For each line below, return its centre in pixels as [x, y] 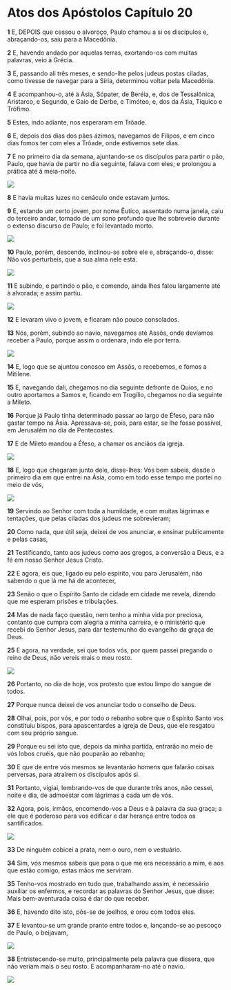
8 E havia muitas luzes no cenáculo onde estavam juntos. [89, 197]
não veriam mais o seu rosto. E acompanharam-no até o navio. [96, 966]
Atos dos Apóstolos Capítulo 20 [100, 13]
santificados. [26, 823]
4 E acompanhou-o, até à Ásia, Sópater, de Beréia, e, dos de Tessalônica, [111, 94]
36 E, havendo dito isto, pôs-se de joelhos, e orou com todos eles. [101, 912]
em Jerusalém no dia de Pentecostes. [61, 430]
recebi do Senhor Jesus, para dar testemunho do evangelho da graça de [110, 629]
